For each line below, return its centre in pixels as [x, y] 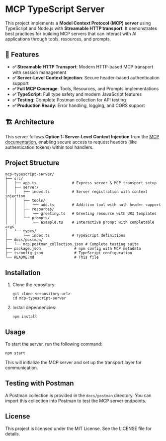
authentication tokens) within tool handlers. [49, 147]
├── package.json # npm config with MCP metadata [73, 249]
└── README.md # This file [52, 257]
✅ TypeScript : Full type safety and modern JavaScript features [77, 94]
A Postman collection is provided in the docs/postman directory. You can [78, 395]
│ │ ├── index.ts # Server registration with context [77, 192]
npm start [15, 353]
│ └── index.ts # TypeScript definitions [65, 236]
